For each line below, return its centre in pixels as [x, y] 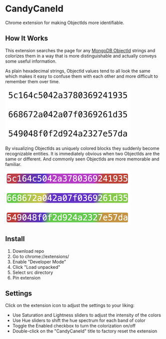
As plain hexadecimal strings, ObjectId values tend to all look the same [78, 71]
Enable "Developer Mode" [39, 262]
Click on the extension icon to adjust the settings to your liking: [70, 305]
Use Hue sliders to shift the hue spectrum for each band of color [79, 320]
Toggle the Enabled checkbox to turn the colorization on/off [74, 326]
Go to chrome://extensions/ [41, 256]
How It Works [27, 38]
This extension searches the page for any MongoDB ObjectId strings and [80, 50]
